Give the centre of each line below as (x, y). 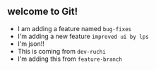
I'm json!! (31, 43)
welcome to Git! (43, 12)
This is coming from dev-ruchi (61, 51)
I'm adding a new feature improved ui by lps (83, 36)
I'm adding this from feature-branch (70, 59)
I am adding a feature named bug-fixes (74, 28)
